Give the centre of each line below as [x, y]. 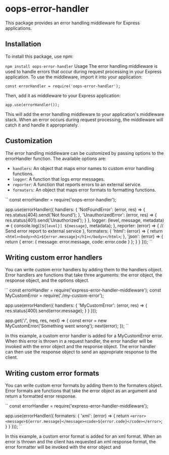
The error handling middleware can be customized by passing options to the [84, 153]
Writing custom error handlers [54, 257]
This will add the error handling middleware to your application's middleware [85, 114]
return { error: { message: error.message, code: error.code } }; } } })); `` [79, 241]
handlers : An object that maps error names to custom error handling [83, 168]
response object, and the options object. [47, 280]
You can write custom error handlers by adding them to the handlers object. [84, 270]
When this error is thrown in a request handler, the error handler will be [79, 341]
